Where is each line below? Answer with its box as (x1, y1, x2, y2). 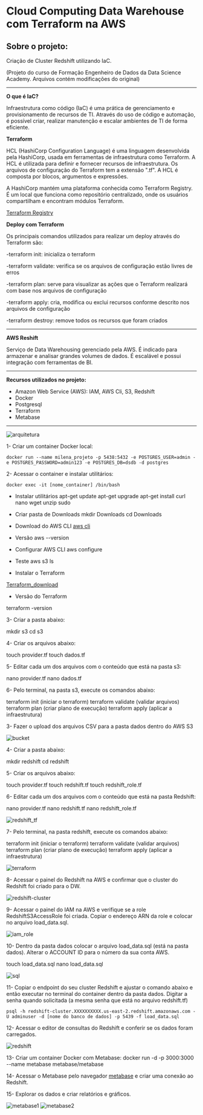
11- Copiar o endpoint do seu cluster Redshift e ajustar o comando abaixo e (6, 984, 193, 991)
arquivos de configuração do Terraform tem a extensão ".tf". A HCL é (6, 166, 178, 174)
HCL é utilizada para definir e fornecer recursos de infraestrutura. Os (6, 160, 178, 167)
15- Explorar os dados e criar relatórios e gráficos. (6, 1090, 131, 1097)
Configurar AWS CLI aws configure (14, 546, 103, 553)
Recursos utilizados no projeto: (6, 376, 86, 383)
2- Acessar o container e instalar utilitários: (6, 470, 114, 477)
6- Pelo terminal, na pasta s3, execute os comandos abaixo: (6, 686, 155, 694)
